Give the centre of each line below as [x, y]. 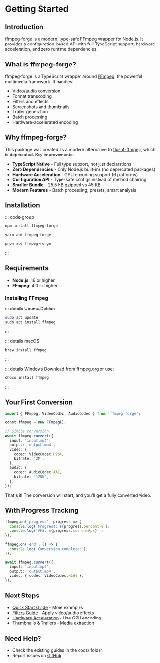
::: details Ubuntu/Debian [30, 309]
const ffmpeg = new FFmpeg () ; [36, 422]
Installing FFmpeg [27, 298]
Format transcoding [32, 96]
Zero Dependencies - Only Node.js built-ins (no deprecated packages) [84, 169]
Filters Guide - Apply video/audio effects [53, 613]
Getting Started [37, 9]
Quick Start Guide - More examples [48, 607]
